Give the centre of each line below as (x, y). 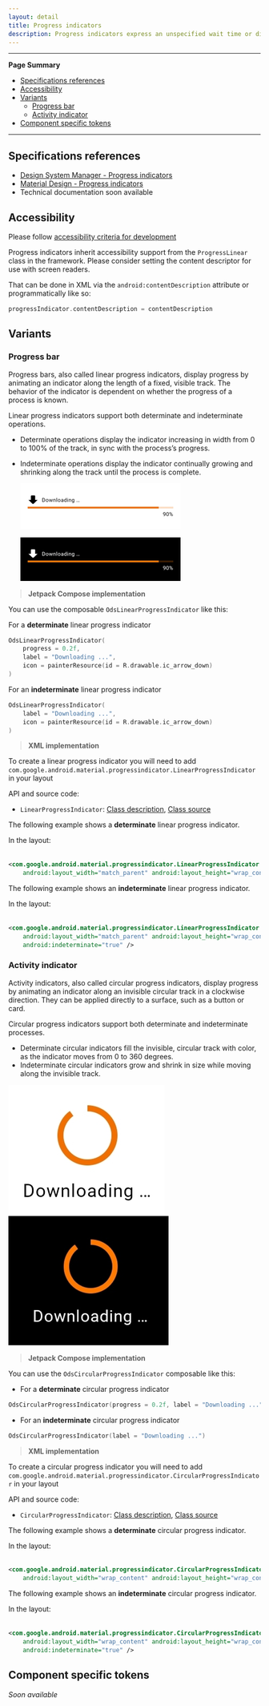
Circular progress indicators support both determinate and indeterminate (128, 1024)
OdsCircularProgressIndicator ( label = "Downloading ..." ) (107, 1436)
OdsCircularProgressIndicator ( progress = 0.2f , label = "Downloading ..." (136, 1405)
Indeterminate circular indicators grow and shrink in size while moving (135, 1065)
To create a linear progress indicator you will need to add (102, 761)
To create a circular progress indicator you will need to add (105, 1466)
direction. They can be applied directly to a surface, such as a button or (126, 1000)
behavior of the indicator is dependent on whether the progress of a (120, 391)
